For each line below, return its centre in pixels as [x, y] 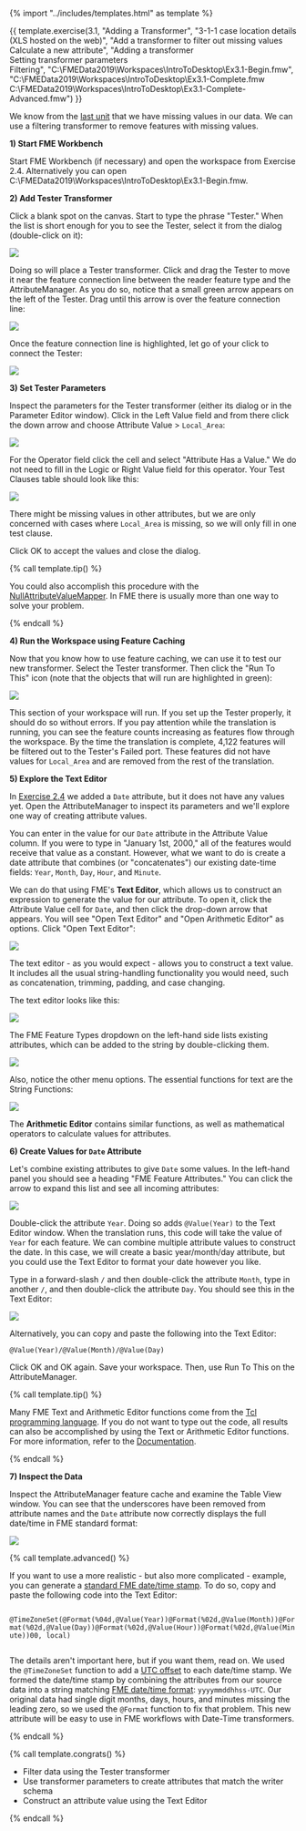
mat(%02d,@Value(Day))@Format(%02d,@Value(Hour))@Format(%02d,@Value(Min [153, 1628]
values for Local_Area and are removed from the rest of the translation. [142, 761]
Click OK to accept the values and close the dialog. [105, 551]
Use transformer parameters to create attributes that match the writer [153, 1781]
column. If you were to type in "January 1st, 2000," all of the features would [150, 843]
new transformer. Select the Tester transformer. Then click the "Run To [143, 668]
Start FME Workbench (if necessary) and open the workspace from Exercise [153, 161]
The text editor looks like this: [65, 1000]
